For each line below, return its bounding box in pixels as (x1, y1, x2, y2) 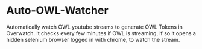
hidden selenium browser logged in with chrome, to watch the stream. (6, 36, 180, 43)
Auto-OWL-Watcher (6, 4, 109, 17)
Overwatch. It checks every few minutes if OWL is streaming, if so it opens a (6, 29, 196, 36)
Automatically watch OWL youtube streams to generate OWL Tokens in (6, 23, 183, 30)
